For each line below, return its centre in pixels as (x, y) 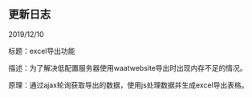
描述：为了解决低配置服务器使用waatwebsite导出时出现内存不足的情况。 (128, 67)
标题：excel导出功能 (42, 51)
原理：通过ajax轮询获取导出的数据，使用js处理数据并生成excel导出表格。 (128, 85)
